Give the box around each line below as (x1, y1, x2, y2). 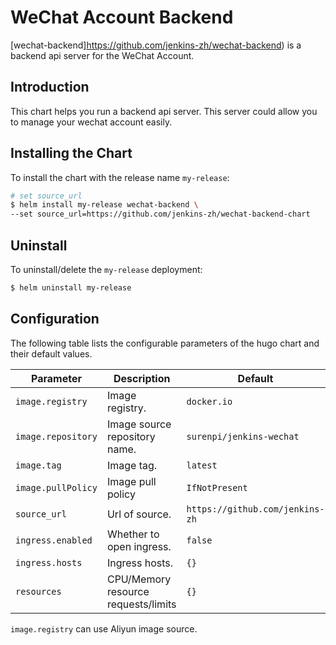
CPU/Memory (106, 572, 172, 586)
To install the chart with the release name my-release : (10, 171, 230, 183)
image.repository (15, 431, 98, 442)
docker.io (186, 396, 233, 407)
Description (113, 371, 171, 385)
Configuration (10, 311, 100, 328)
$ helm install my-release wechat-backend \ (10, 200, 199, 210)
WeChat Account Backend (10, 6, 234, 29)
